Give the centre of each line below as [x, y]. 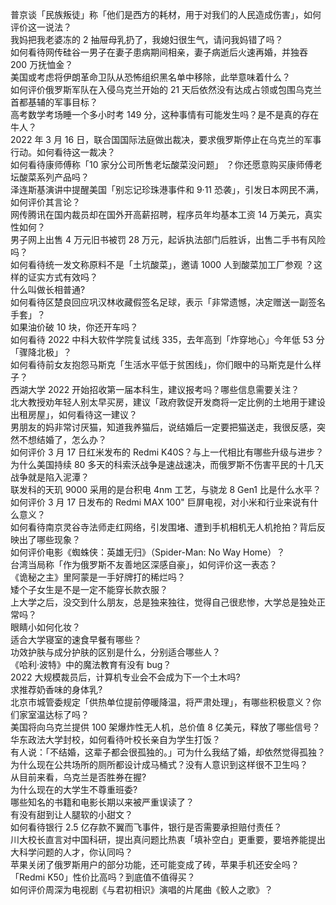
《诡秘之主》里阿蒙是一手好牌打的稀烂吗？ [98, 577]
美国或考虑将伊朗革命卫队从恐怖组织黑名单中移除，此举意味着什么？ [150, 77]
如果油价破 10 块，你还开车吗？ [74, 327]
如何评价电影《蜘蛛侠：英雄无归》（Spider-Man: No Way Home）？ [148, 552]
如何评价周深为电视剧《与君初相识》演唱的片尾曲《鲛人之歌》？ [141, 889]
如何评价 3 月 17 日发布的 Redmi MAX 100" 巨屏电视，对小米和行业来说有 [160, 502]
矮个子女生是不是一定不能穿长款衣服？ [89, 589]
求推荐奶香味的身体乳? [56, 689]
